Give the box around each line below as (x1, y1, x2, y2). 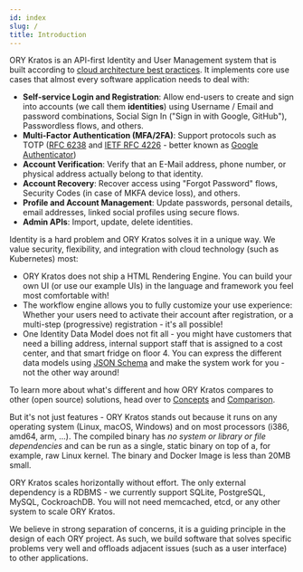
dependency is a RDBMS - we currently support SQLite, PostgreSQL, (9, 487, 266, 498)
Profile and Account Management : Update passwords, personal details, (22, 197, 293, 208)
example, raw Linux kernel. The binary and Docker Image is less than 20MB (9, 450, 291, 462)
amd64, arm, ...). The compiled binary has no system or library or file (9, 431, 267, 442)
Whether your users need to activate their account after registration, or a (22, 310, 294, 320)
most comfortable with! (22, 291, 109, 301)
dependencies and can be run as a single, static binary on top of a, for (9, 441, 271, 452)
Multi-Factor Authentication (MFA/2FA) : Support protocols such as (22, 130, 277, 141)
